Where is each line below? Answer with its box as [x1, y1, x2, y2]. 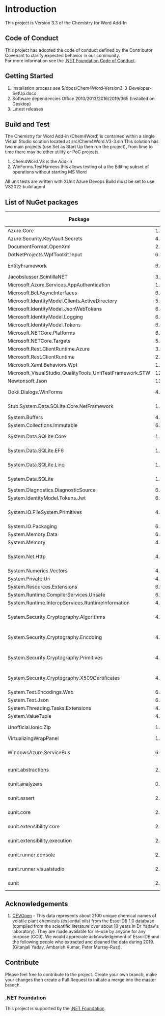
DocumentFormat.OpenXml [7, 243, 71, 250]
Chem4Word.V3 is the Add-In [12, 159, 73, 165]
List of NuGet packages [5, 198, 79, 207]
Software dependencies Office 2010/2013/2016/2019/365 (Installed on [12, 95, 155, 102]
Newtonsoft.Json [7, 378, 47, 385]
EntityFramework [7, 262, 47, 269]
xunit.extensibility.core [7, 823, 60, 830]
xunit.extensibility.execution [7, 837, 72, 844]
